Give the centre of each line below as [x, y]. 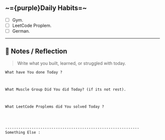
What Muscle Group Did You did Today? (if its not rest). [66, 89]
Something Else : [23, 132]
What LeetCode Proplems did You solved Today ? [55, 107]
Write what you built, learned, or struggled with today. [71, 63]
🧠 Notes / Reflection [36, 51]
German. [21, 31]
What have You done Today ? [34, 72]
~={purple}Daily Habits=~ [46, 8]
